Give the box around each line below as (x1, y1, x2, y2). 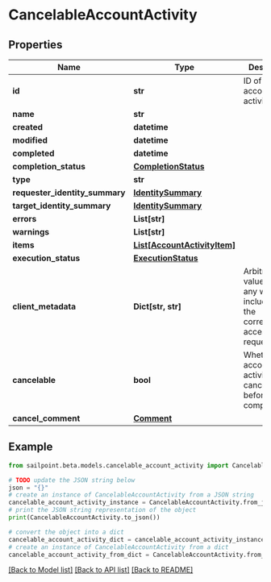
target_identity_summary (12, 200, 111, 211)
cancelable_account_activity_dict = (8, 535, 131, 543)
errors (12, 214, 37, 224)
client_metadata (12, 301, 77, 312)
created (12, 122, 43, 132)
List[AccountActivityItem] (132, 239, 236, 251)
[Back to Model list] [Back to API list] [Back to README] (8, 565, 194, 575)
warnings (12, 227, 50, 237)
